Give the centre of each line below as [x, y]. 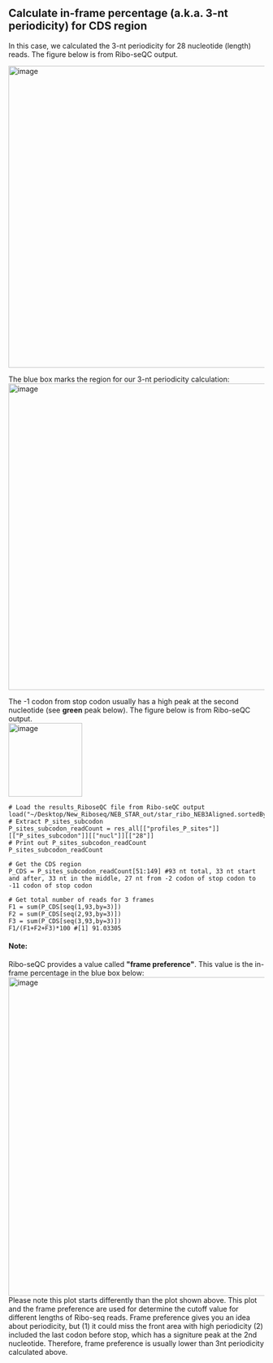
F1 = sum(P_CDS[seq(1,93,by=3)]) [65, 907]
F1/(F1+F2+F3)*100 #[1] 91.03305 [65, 928]
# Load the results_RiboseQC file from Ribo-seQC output [107, 807]
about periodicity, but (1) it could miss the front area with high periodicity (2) [136, 1326]
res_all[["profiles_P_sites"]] [167, 829]
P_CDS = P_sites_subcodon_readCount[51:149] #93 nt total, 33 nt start [132, 871]
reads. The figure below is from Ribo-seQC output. [93, 54]
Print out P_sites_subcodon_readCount [82, 843]
